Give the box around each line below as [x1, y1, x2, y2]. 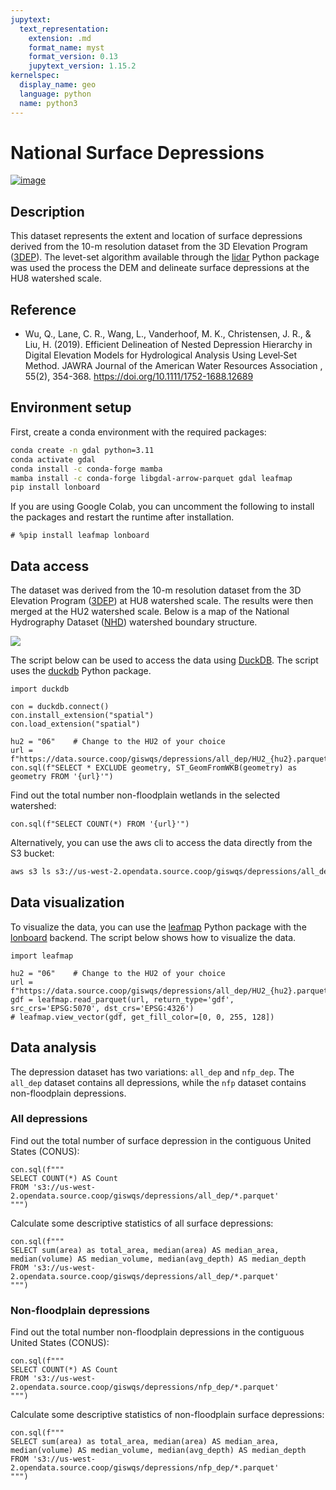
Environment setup [10, 399, 132, 416]
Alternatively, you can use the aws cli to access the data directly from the [10, 837, 313, 849]
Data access [10, 557, 90, 575]
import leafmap [10, 951, 74, 961]
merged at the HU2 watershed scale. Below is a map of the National [10, 606, 290, 618]
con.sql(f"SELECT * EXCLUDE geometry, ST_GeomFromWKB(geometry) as [10, 763, 298, 773]
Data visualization [10, 894, 125, 911]
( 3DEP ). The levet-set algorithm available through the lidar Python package [10, 251, 320, 263]
